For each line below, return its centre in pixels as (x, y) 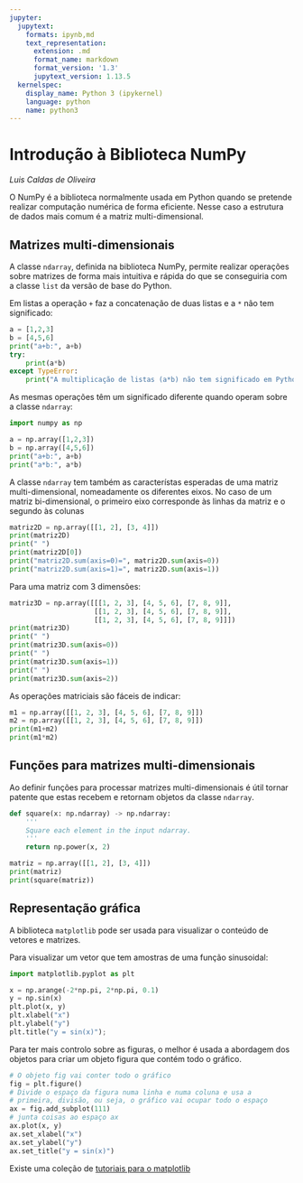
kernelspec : (40, 85)
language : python (58, 102)
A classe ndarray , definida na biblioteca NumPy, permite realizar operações (150, 266)
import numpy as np (46, 424)
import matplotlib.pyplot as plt (72, 973)
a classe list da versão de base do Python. (91, 286)
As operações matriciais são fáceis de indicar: (95, 695)
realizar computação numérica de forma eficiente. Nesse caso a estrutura (147, 207)
